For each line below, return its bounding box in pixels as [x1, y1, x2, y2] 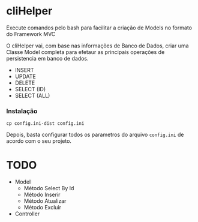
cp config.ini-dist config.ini [6, 121, 85, 127]
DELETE [14, 79, 35, 86]
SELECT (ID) [14, 85, 46, 92]
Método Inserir [23, 191, 61, 199]
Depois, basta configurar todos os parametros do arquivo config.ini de [6, 131, 184, 139]
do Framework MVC [6, 30, 56, 37]
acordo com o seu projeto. [6, 137, 72, 145]
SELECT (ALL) [14, 92, 50, 99]
